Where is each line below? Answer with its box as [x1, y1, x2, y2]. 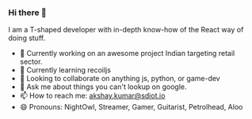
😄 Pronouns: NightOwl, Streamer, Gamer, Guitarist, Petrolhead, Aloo [19, 102, 243, 112]
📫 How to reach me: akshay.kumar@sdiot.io [19, 91, 166, 101]
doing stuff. [8, 33, 46, 43]
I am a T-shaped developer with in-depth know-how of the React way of [8, 25, 244, 35]
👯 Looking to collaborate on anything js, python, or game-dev [19, 74, 220, 84]
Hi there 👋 [8, 7, 48, 18]
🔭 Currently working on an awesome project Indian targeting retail [19, 49, 235, 58]
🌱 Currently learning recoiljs [19, 65, 111, 75]
